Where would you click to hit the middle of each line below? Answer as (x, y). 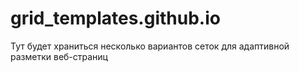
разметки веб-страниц (59, 56)
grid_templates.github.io (115, 18)
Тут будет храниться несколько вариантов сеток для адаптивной (150, 46)
